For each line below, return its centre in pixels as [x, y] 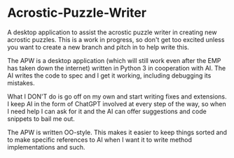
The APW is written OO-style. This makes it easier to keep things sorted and [117, 132]
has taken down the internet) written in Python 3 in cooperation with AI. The [117, 68]
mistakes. [21, 82]
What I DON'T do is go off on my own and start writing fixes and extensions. [117, 96]
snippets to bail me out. [41, 118]
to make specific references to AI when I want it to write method [100, 139]
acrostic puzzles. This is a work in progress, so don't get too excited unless [116, 39]
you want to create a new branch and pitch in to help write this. [98, 47]
